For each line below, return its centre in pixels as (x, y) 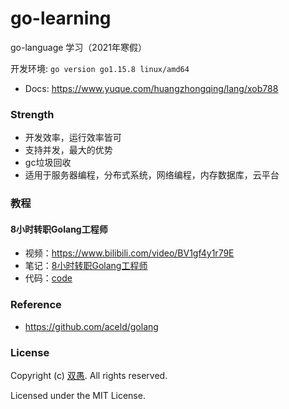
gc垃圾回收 (48, 163)
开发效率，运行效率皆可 (73, 138)
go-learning (61, 18)
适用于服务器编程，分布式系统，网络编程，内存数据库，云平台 (152, 175)
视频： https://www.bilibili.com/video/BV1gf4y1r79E (129, 253)
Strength (32, 114)
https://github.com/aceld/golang (91, 326)
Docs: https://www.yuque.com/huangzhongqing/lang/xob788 (151, 88)
